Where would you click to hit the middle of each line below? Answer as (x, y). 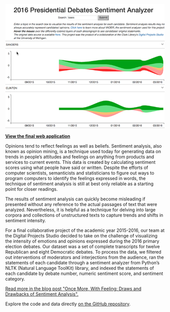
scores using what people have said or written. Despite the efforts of (77, 167)
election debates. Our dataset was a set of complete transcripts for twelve (83, 246)
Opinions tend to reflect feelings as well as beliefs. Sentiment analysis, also (83, 146)
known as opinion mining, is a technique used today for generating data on (83, 151)
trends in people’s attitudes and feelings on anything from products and (80, 157)
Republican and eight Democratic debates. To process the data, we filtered (83, 252)
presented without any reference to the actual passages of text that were (81, 204)
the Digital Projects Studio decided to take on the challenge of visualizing (81, 235)
